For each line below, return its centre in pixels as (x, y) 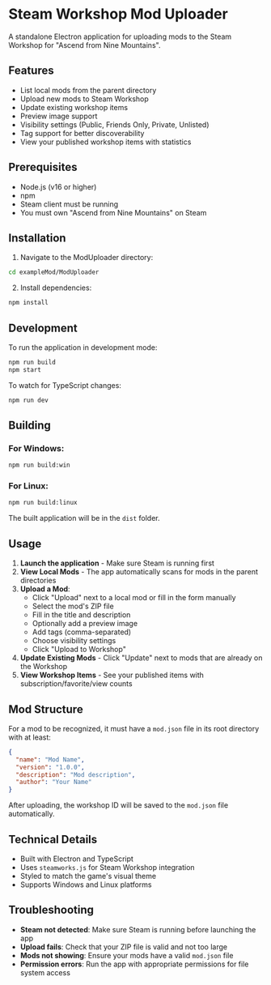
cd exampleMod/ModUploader (54, 272)
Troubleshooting (51, 910)
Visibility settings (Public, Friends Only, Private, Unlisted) (114, 124)
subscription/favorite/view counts (76, 684)
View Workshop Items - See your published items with (112, 675)
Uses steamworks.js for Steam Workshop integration (108, 867)
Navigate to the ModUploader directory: (87, 258)
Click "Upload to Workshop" (79, 650)
